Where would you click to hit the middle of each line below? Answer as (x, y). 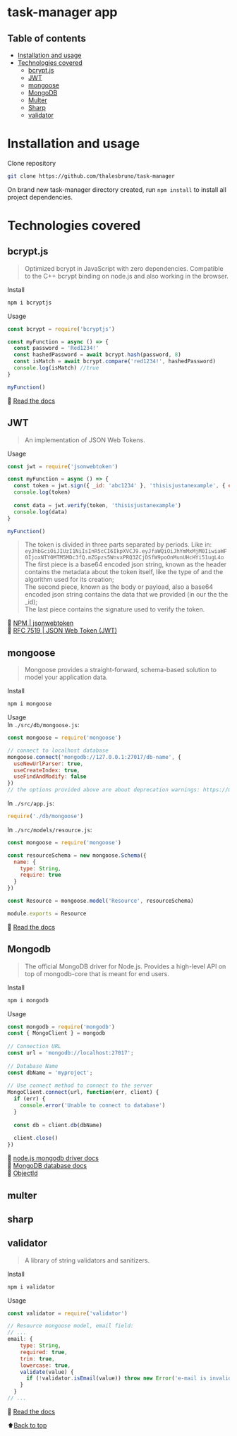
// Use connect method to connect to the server (80, 1086)
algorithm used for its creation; (69, 580)
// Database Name (33, 1066)
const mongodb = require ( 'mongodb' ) (61, 1027)
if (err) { (30, 1099)
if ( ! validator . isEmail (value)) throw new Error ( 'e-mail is (116, 1379)
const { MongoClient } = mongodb (56, 1033)
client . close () (36, 1138)
